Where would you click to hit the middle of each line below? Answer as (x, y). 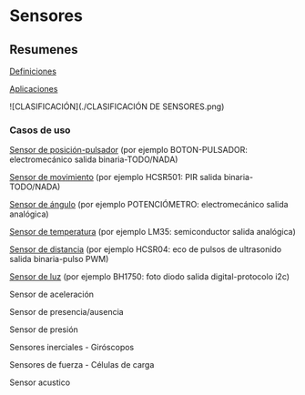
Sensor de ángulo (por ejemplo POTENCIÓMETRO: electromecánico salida (149, 205)
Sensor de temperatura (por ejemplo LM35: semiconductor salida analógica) (152, 232)
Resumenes (44, 50)
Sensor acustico (40, 382)
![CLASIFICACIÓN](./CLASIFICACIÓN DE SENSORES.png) (117, 106)
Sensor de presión (44, 329)
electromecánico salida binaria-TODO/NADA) (94, 159)
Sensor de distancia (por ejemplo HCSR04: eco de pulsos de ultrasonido (146, 249)
